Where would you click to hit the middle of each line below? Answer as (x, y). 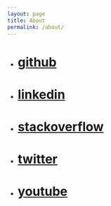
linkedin (41, 95)
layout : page (26, 14)
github (37, 62)
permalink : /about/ (36, 27)
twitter (38, 159)
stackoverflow (60, 126)
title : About (26, 21)
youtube (43, 191)
